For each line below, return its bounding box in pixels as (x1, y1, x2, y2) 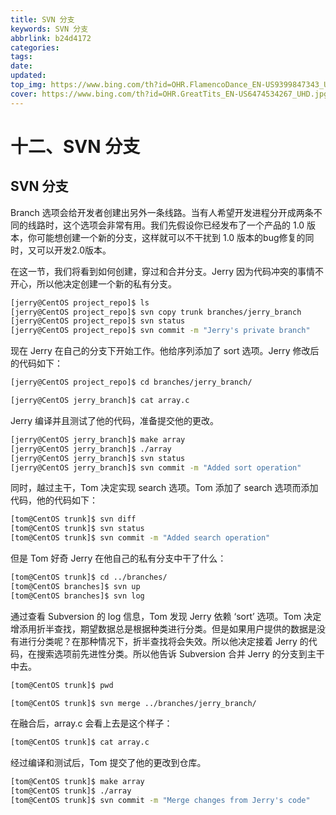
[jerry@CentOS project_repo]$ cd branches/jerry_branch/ (10, 377, 253, 388)
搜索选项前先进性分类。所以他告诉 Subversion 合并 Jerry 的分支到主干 (36, 647, 325, 660)
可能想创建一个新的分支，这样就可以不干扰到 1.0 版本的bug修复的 (36, 231, 306, 243)
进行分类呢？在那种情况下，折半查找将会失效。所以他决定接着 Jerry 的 (18, 635, 309, 647)
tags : (10, 52, 33, 62)
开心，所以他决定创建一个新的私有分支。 (10, 277, 177, 290)
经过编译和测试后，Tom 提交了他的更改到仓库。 (10, 757, 207, 769)
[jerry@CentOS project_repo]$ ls (10, 297, 150, 308)
